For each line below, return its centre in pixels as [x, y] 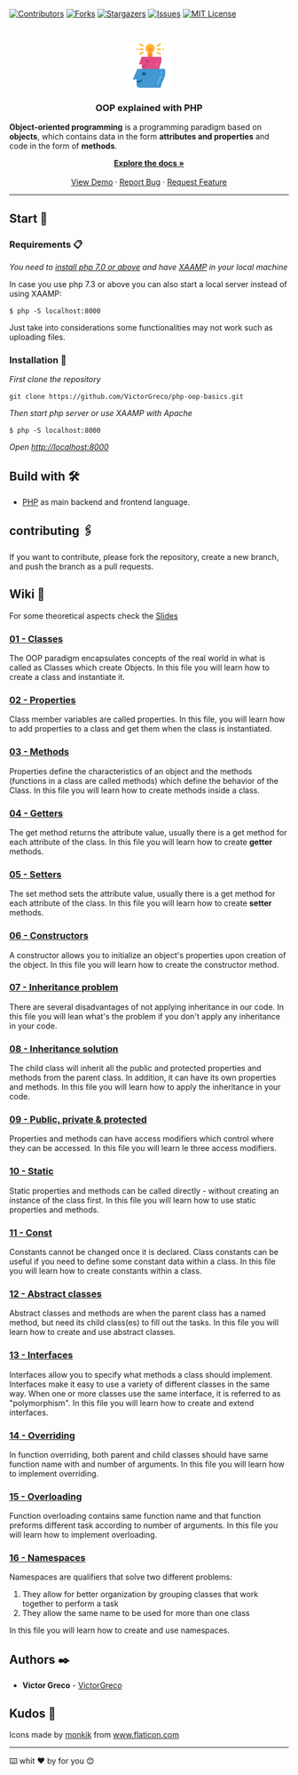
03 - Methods [39, 752]
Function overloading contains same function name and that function [135, 1516]
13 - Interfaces [41, 1355]
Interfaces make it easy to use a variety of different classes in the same [140, 1384]
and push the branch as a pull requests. [82, 566]
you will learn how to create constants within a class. [106, 1270]
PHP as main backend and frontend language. [106, 502]
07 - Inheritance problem [64, 987]
